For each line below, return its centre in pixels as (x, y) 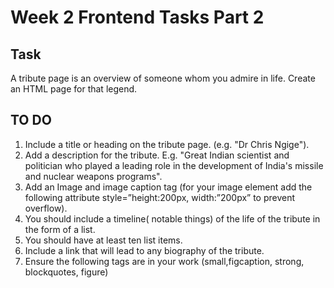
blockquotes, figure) (66, 272)
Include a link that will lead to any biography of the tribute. (144, 250)
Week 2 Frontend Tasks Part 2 (137, 17)
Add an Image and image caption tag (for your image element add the (168, 187)
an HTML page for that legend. (74, 89)
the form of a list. (60, 229)
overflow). (46, 208)
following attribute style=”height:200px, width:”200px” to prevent (160, 197)
